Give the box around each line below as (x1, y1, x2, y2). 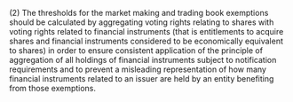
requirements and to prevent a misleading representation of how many (9, 64, 266, 75)
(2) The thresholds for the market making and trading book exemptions (9, 8, 269, 18)
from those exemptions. (9, 83, 96, 93)
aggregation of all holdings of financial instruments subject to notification (9, 55, 277, 65)
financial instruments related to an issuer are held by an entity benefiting (9, 74, 274, 83)
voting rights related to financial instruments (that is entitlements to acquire (9, 27, 284, 36)
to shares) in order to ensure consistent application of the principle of (9, 45, 264, 56)
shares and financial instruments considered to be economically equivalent (9, 35, 284, 46)
